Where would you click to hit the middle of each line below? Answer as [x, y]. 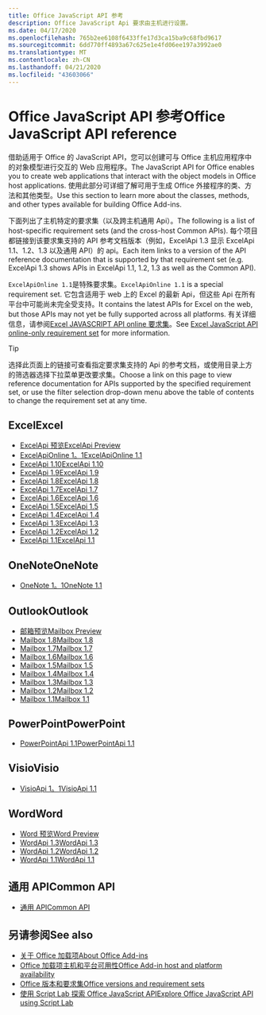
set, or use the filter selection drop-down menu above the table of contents [131, 392]
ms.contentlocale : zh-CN [49, 60]
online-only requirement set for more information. [89, 333]
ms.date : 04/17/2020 [42, 30]
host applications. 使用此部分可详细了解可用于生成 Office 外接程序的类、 [127, 185]
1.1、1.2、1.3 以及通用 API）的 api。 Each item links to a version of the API [127, 250]
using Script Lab [46, 1003]
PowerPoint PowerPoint [67, 724]
